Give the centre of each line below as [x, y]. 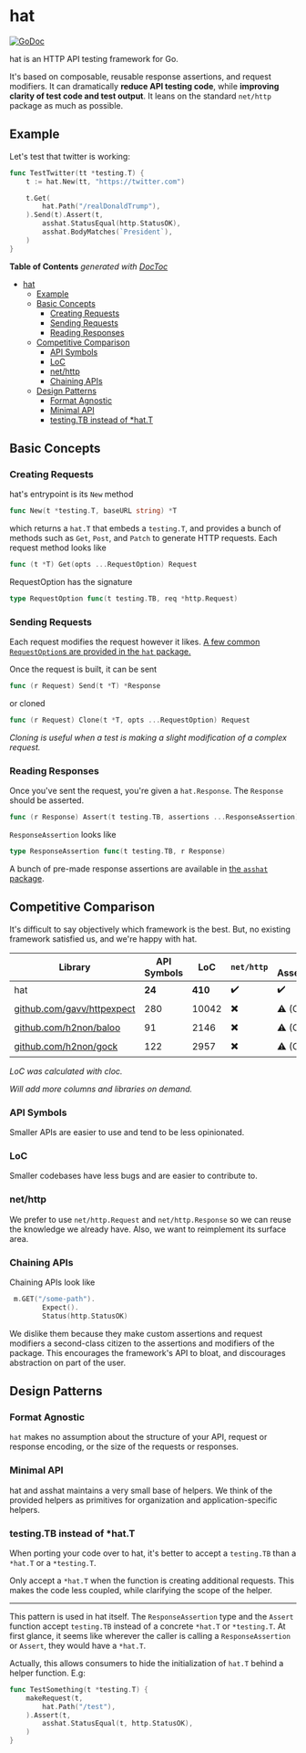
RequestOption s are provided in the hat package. [100, 652]
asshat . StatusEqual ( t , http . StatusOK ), [118, 1724]
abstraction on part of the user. [68, 1362]
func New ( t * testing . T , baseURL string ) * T [93, 511]
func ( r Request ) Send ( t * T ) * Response [85, 686]
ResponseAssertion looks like [63, 835]
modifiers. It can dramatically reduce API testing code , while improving [144, 86]
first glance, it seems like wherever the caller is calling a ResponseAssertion [150, 1635]
